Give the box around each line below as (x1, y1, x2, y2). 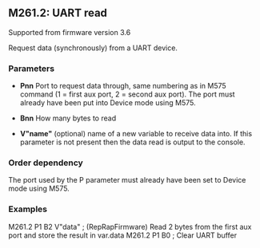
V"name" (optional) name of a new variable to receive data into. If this (19, 129, 253, 139)
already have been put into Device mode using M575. (19, 98, 196, 108)
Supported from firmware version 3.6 (8, 27, 131, 37)
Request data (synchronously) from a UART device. (8, 43, 178, 53)
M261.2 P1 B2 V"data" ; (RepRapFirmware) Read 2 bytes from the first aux (8, 222, 252, 231)
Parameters (8, 63, 54, 74)
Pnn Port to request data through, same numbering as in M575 (19, 81, 226, 91)
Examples (8, 203, 48, 215)
